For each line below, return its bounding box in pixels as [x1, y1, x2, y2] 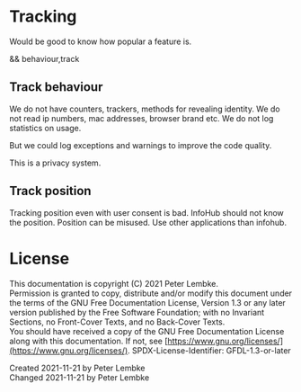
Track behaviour [9, 79, 103, 95]
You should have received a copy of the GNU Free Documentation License [9, 325, 285, 336]
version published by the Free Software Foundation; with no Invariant [9, 307, 265, 317]
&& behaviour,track [9, 53, 80, 64]
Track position [9, 183, 92, 199]
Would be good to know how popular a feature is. [9, 36, 192, 47]
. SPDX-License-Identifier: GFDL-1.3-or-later [127, 344, 292, 356]
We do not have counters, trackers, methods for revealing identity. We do [9, 103, 280, 114]
